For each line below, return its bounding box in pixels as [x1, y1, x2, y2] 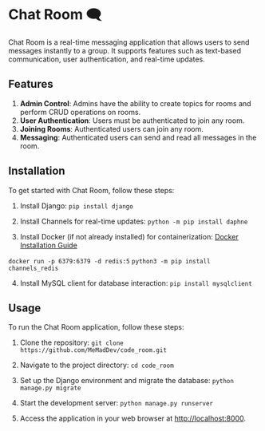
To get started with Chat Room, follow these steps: [8, 185, 175, 195]
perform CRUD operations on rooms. [19, 107, 141, 117]
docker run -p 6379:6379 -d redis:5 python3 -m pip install [8, 257, 211, 265]
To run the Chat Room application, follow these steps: [8, 322, 185, 332]
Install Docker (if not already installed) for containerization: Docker [19, 231, 239, 241]
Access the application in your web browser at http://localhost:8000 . [19, 413, 246, 423]
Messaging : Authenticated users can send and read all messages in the [19, 132, 257, 142]
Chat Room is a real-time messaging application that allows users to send [8, 37, 250, 47]
